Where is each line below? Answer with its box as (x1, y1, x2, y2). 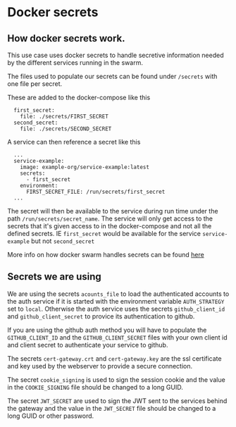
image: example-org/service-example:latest (20, 163, 150, 171)
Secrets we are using (7, 271, 102, 283)
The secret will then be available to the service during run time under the (7, 207, 218, 215)
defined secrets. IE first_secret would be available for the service (7, 230, 201, 237)
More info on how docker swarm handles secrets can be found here (7, 251, 204, 259)
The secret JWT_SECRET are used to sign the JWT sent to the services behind (7, 396, 228, 405)
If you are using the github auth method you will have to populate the (7, 326, 207, 334)
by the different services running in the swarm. (7, 58, 143, 67)
